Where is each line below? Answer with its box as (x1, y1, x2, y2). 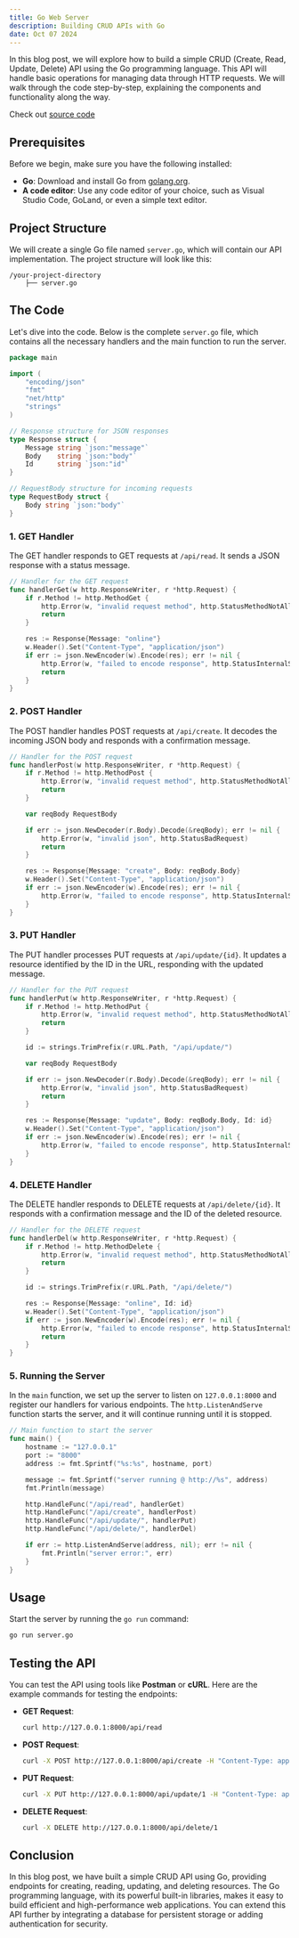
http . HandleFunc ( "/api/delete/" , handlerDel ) (25, 1525, 198, 1534)
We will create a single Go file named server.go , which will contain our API (9, 244, 282, 255)
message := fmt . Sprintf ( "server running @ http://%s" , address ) (25, 1475, 269, 1484)
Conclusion (9, 1847, 75, 1862)
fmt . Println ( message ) (25, 1484, 105, 1493)
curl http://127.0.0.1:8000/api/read (21, 1723, 163, 1732)
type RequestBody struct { (9, 493, 109, 501)
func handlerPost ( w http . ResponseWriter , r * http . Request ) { (9, 761, 241, 769)
